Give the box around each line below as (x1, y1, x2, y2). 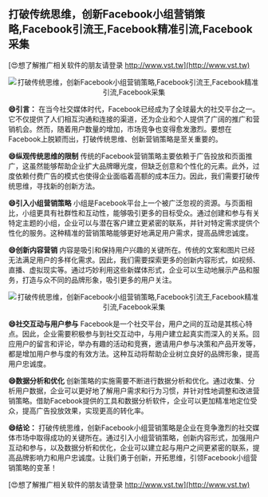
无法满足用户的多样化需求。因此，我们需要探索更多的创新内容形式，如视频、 (8, 255, 260, 264)
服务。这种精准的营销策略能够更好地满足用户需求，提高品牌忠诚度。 (29, 228, 253, 237)
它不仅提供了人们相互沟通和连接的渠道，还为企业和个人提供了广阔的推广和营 (8, 114, 260, 124)
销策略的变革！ (8, 463, 57, 472)
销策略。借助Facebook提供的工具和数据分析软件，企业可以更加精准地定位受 (8, 396, 258, 405)
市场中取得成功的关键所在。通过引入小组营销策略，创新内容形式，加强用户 (14, 432, 260, 442)
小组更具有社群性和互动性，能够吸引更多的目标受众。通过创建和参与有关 (22, 208, 260, 217)
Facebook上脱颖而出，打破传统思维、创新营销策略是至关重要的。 (8, 134, 223, 144)
